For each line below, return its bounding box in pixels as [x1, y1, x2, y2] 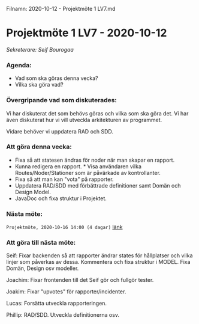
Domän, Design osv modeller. [6, 264, 79, 272]
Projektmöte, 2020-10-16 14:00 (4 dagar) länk [6, 224, 123, 231]
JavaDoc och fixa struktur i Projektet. [14, 195, 107, 202]
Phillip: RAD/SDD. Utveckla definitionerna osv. [6, 311, 120, 319]
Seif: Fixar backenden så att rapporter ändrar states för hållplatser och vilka [6, 252, 193, 259]
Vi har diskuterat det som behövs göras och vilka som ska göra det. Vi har [6, 109, 189, 117]
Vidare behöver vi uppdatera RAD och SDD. [6, 127, 114, 135]
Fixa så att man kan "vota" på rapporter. [14, 176, 114, 183]
